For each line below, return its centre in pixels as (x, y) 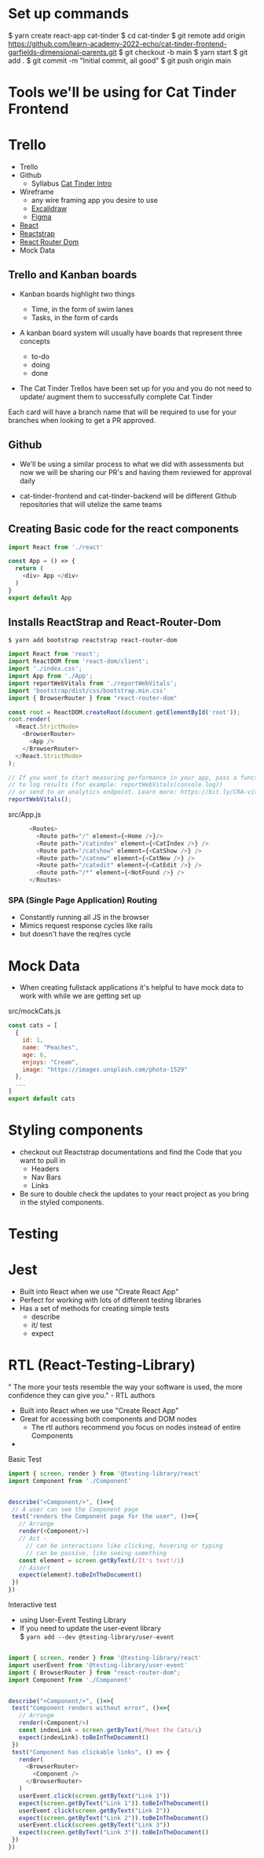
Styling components (76, 1130)
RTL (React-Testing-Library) (102, 1365)
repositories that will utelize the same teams (91, 504)
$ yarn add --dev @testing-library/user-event (97, 1637)
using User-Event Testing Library (73, 1620)
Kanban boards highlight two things (77, 294)
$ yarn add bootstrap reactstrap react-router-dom (93, 640)
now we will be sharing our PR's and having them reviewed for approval (136, 472)
